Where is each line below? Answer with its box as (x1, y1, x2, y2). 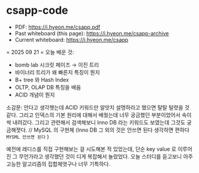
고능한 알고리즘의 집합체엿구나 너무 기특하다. (6, 160, 111, 168)
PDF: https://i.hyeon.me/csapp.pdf (14, 23, 101, 31)
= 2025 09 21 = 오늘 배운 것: (6, 48, 74, 56)
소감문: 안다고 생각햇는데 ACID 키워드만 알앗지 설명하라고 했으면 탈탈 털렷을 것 (6, 104, 190, 111)
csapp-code (6, 4, 68, 17)
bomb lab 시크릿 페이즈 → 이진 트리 (14, 61, 99, 68)
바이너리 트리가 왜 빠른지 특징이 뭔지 (14, 68, 100, 75)
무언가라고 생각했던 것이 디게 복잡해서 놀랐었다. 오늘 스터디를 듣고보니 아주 (19, 153, 194, 160)
